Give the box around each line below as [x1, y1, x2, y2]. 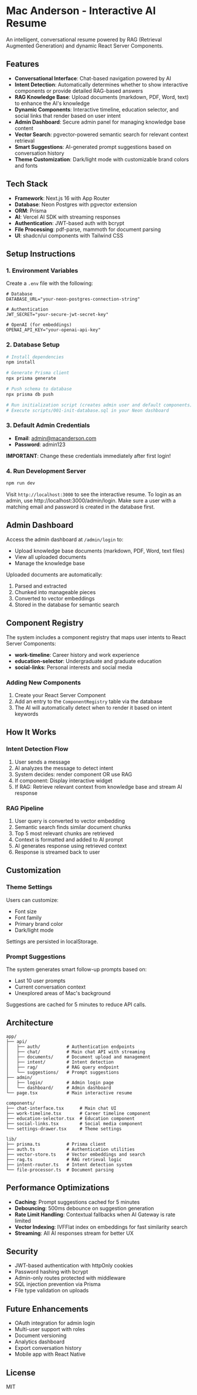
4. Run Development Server [6, 467, 86, 475]
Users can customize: [6, 896, 59, 904]
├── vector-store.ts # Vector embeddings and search [6, 1151, 145, 1158]
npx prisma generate [6, 375, 57, 382]
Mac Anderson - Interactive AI [6, 4, 157, 18]
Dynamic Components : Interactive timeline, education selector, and [14, 106, 179, 113]
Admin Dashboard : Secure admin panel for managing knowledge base [14, 118, 186, 125]
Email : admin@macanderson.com [14, 435, 97, 442]
